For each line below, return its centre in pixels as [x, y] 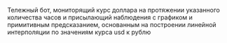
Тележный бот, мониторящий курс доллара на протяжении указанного [114, 10]
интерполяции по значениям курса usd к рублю [79, 32]
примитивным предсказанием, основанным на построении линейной [112, 25]
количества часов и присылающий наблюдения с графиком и [100, 17]
